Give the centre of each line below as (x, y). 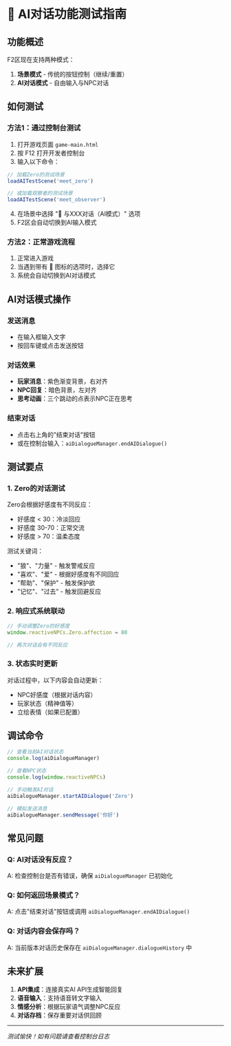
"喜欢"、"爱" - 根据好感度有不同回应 (68, 574)
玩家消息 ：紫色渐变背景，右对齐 (62, 381)
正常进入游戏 (35, 258)
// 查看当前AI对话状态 (35, 752)
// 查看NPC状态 (27, 771)
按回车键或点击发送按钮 (50, 346)
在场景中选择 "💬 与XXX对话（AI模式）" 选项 (79, 214)
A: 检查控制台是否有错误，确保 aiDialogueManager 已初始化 (90, 876)
